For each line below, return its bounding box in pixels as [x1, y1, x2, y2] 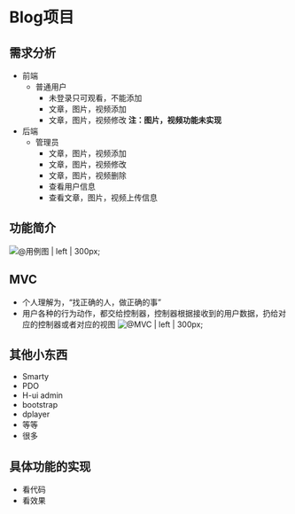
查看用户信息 [48, 182, 96, 191]
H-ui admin [21, 390, 64, 401]
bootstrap [21, 400, 58, 410]
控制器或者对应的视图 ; [37, 319, 204, 330]
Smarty [21, 371, 50, 382]
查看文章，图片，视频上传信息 [48, 192, 158, 203]
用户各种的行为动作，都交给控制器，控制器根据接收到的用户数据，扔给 [21, 308, 279, 318]
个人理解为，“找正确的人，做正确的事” [21, 297, 162, 308]
